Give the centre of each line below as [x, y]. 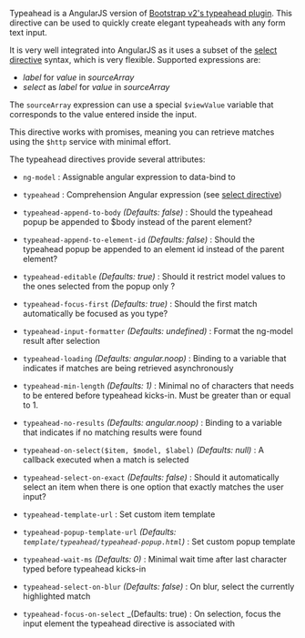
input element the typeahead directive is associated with [128, 623]
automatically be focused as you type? [95, 314]
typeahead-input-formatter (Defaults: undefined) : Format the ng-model [158, 331]
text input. [28, 32]
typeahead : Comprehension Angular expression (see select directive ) [152, 194]
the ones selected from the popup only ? [99, 286]
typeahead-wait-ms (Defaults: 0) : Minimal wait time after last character [155, 559]
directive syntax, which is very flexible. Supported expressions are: [135, 60]
